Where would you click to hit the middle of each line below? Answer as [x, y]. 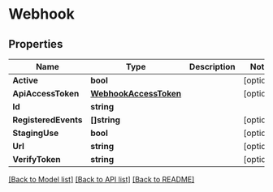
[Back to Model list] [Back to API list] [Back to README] [102, 179]
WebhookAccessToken [136, 94]
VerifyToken [37, 159]
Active [26, 80]
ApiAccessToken [46, 94]
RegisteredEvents [48, 120]
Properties [36, 44]
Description [212, 67]
